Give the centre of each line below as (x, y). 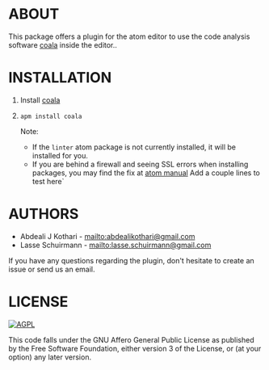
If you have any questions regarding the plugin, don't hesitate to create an (131, 260)
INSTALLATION (60, 78)
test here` (48, 181)
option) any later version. (50, 357)
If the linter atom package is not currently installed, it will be (134, 147)
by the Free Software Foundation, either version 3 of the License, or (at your (135, 348)
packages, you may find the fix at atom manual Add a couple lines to (146, 172)
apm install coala (51, 116)
